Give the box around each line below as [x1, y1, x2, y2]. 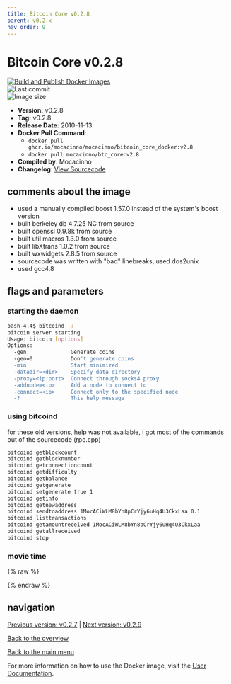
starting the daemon [7, 306, 79, 316]
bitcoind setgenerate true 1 [7, 488, 93, 496]
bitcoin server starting [7, 329, 81, 336]
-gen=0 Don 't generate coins [13, 355, 134, 363]
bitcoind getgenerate [7, 481, 71, 489]
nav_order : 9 [7, 23, 46, 30]
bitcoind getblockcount [7, 449, 78, 456]
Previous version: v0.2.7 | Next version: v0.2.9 [7, 620, 142, 629]
